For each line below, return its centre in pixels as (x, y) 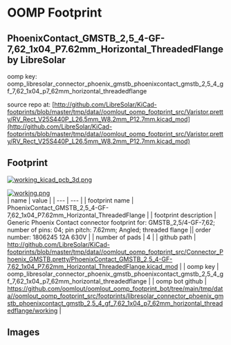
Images (24, 332)
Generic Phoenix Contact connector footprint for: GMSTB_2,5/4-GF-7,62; (111, 222)
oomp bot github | (181, 281)
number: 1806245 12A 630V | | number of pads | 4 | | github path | (102, 237)
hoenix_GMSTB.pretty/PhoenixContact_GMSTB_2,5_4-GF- (90, 259)
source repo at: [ (31, 104)
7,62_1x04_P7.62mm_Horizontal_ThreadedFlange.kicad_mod (93, 266)
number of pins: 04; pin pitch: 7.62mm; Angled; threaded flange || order (109, 230)
